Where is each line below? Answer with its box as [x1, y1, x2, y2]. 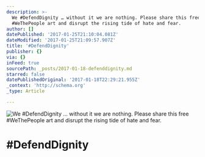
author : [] [6, 26, 34, 32]
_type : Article [6, 88, 45, 94]
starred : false [6, 71, 45, 77]
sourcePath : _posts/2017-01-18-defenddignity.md [6, 65, 132, 72]
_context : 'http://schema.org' [6, 83, 86, 89]
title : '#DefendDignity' [6, 43, 70, 49]
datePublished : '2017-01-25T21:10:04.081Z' [6, 32, 119, 38]
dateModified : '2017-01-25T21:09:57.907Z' [6, 37, 116, 43]
